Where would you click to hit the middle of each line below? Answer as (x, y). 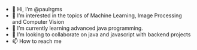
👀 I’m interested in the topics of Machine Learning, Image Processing (97, 15)
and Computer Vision (38, 22)
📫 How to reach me (37, 41)
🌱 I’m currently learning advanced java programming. (78, 28)
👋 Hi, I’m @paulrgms (37, 9)
